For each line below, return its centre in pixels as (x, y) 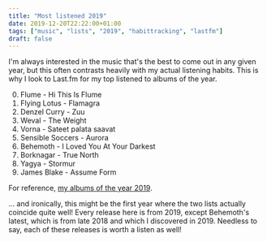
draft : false (30, 39)
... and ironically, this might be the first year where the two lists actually (127, 204)
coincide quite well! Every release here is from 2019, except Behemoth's (129, 213)
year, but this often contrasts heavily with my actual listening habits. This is (133, 71)
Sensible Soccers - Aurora (65, 138)
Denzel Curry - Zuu (52, 112)
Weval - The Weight (53, 121)
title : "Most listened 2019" (58, 16)
